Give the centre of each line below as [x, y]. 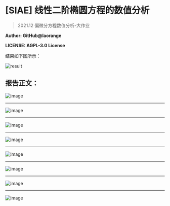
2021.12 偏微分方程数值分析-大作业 [54, 25]
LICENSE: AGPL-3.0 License [35, 45]
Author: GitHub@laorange [33, 36]
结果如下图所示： [23, 56]
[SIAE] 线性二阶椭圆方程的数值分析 [77, 10]
